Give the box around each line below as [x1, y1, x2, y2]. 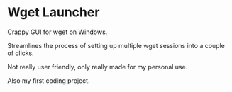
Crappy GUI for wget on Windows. [7, 28, 108, 36]
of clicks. [7, 49, 34, 57]
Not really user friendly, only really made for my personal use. [7, 62, 188, 71]
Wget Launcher [7, 4, 100, 21]
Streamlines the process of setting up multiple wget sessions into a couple [7, 41, 225, 50]
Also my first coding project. [7, 76, 90, 85]
